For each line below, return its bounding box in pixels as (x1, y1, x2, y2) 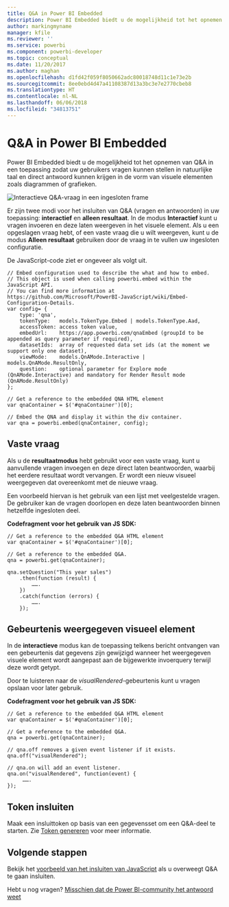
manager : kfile (7, 29, 51, 36)
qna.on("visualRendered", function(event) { (7, 770, 136, 777)
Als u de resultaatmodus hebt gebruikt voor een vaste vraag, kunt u (7, 456, 200, 464)
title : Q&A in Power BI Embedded (7, 10, 103, 17)
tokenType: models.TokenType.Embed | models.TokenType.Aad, (19, 317, 201, 325)
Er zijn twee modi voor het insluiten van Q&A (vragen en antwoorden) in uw (7, 207, 219, 215)
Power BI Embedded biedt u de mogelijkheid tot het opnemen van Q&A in (7, 158, 214, 166)
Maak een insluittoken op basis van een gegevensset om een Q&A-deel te (7, 819, 216, 827)
